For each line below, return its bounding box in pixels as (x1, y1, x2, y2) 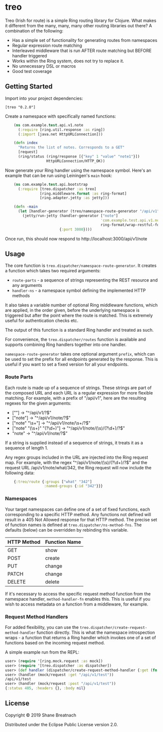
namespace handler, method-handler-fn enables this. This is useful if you (5, 596, 150, 602)
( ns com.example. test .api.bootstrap (14, 182, 88, 187)
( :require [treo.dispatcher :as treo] (17, 186, 97, 191)
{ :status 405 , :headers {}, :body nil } (5, 686, 86, 691)
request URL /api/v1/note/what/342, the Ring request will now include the (5, 464, 152, 470)
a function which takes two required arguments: (5, 268, 101, 274)
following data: (5, 470, 35, 476)
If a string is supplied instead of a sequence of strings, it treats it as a (5, 440, 143, 446)
